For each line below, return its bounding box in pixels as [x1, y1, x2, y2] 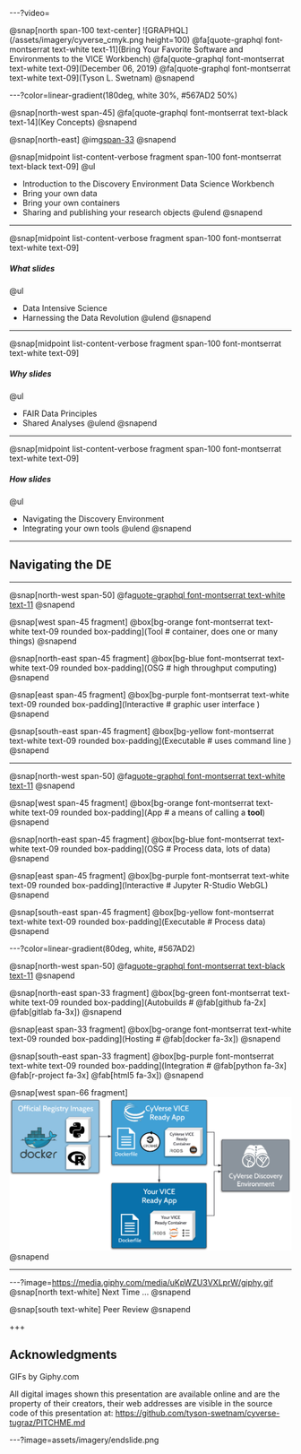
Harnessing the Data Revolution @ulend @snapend [21, 312, 212, 323]
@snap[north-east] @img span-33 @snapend [9, 134, 176, 144]
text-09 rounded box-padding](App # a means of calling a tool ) [30, 807, 266, 818]
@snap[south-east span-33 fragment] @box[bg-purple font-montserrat [9, 1051, 275, 1061]
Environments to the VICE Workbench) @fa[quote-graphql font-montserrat [9, 54, 285, 64]
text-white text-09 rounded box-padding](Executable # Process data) [9, 916, 266, 927]
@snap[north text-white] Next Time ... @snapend [9, 1286, 191, 1297]
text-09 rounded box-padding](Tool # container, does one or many [30, 626, 279, 636]
